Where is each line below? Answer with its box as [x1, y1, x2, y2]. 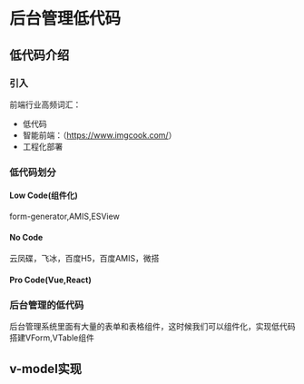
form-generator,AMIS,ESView [9, 211, 120, 222]
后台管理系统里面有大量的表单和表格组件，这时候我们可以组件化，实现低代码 [9, 321, 296, 332]
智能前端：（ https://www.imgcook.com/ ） [22, 129, 177, 141]
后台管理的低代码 [9, 299, 84, 311]
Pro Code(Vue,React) [9, 274, 93, 285]
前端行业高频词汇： [9, 99, 82, 110]
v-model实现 [9, 361, 83, 377]
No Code [9, 231, 44, 242]
